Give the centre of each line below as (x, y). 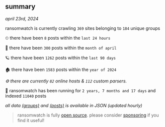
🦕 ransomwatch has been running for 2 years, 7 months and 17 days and (81, 90)
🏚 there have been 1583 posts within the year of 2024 (61, 69)
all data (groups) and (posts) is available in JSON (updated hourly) (74, 105)
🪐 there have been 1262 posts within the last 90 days (60, 58)
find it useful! (31, 120)
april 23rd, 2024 (22, 18)
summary (20, 7)
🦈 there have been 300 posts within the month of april (61, 48)
